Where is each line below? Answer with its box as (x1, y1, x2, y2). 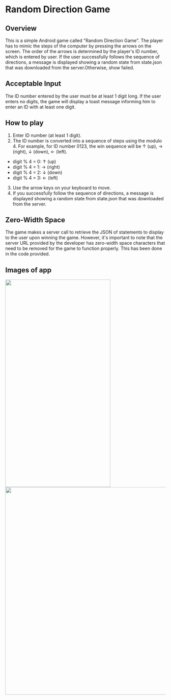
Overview (5, 24, 37, 33)
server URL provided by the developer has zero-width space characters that (5, 240, 165, 246)
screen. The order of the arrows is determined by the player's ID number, (5, 49, 159, 54)
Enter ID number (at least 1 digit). (12, 132, 82, 138)
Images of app (5, 266, 52, 274)
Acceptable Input (5, 79, 62, 88)
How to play (5, 119, 44, 127)
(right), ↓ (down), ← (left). (12, 148, 68, 154)
